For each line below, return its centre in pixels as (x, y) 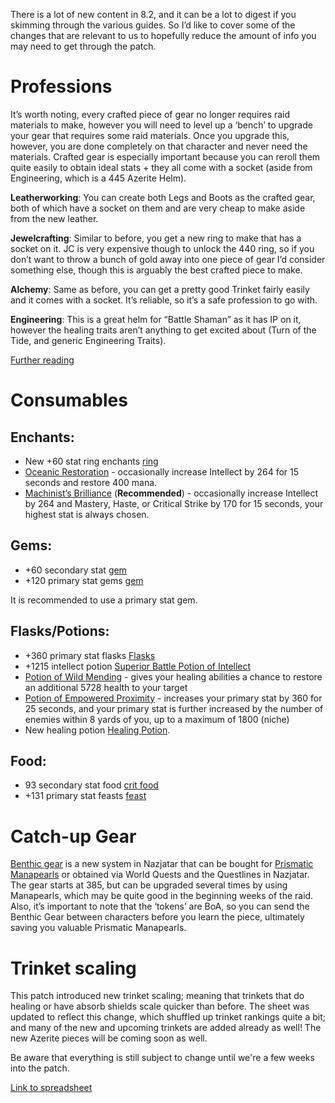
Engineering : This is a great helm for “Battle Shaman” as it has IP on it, (156, 319)
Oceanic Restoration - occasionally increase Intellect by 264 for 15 (162, 471)
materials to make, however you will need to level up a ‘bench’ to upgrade (161, 125)
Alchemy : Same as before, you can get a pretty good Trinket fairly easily (160, 289)
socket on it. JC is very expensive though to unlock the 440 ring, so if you (162, 248)
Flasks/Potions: (60, 631)
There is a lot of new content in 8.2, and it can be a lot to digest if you (153, 14)
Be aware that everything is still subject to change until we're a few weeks (162, 1058)
